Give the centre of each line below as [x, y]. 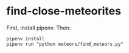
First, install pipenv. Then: [39, 28]
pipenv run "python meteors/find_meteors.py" [65, 44]
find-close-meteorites [64, 11]
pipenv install [26, 39]
